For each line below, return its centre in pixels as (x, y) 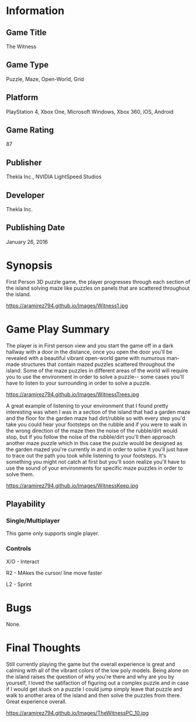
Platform (22, 98)
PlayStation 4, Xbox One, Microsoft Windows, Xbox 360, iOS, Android (90, 111)
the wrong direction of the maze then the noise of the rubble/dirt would (92, 431)
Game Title (26, 33)
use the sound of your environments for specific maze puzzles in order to (94, 468)
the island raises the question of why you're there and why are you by (90, 676)
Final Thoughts (43, 648)
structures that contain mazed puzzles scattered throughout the (98, 364)
